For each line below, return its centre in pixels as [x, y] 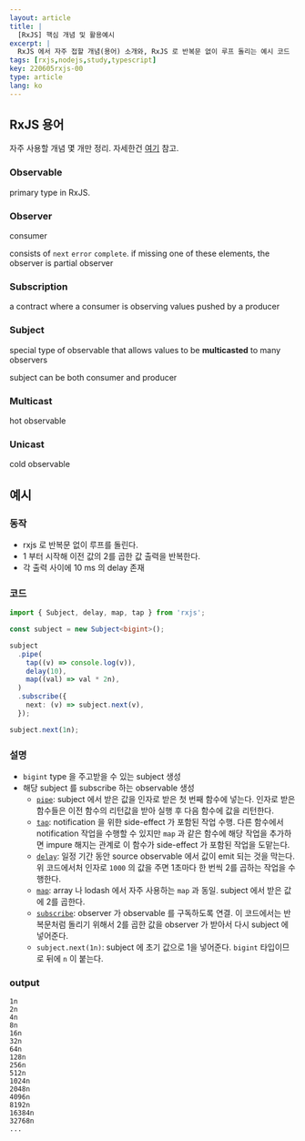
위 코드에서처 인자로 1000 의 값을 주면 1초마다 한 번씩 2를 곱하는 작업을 [161, 867]
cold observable [40, 464]
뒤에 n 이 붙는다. [75, 958]
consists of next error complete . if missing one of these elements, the [140, 254]
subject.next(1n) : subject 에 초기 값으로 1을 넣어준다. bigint [147, 947]
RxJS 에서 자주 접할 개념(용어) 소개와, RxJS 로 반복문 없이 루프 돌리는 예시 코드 [154, 52]
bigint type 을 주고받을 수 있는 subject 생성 [102, 776]
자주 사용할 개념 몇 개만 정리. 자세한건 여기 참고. [94, 148]
